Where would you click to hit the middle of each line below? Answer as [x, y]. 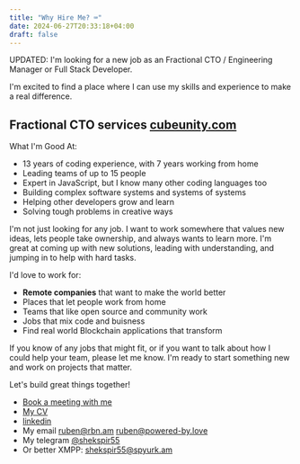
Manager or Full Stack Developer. [71, 69]
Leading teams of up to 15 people [84, 174]
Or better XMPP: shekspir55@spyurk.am [97, 450]
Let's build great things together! [70, 385]
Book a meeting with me [67, 402]
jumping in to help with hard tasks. [73, 258]
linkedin [37, 421]
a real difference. [41, 96]
